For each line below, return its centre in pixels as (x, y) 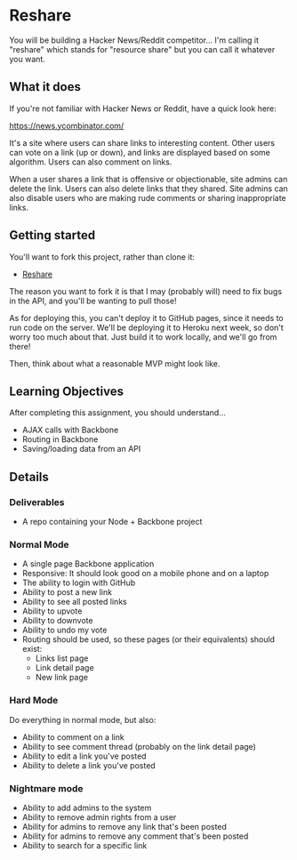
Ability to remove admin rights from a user (99, 817)
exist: (32, 649)
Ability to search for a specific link (84, 845)
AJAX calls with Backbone (70, 430)
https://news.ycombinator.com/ (67, 125)
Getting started (52, 235)
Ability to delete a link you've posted (88, 765)
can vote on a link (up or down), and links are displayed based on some (140, 152)
